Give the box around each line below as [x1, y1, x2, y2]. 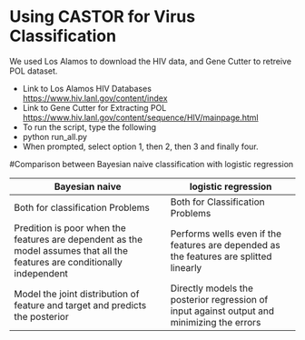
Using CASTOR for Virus [9, 6, 196, 27]
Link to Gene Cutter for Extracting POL [22, 102, 167, 113]
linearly [170, 261, 202, 274]
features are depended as [170, 238, 280, 251]
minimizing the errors [170, 315, 261, 328]
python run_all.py [22, 131, 88, 142]
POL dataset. [9, 65, 58, 76]
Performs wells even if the [170, 227, 282, 240]
